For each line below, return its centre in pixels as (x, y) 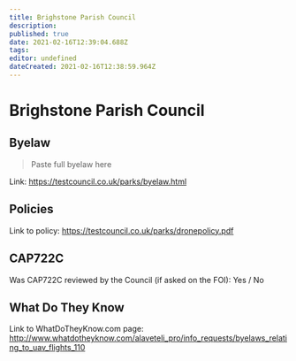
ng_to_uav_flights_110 (47, 348)
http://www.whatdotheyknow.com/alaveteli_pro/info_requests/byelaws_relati (148, 338)
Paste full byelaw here (71, 164)
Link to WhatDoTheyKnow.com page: (76, 329)
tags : (19, 50)
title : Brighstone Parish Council (73, 17)
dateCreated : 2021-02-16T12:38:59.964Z (83, 67)
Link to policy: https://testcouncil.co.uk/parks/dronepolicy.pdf (121, 230)
